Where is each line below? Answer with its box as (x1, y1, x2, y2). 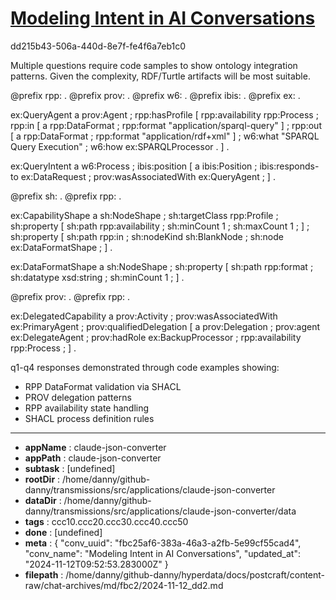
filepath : (24, 568, 64, 581)
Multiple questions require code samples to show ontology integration (10, 59, 298, 71)
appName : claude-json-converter (24, 441, 167, 453)
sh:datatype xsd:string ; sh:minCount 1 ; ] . (10, 271, 185, 283)
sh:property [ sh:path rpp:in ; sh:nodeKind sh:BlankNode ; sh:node (10, 230, 284, 242)
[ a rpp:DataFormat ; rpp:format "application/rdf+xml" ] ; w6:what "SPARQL (10, 130, 320, 142)
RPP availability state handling (24, 402, 150, 414)
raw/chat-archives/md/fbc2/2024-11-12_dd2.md (24, 579, 224, 591)
